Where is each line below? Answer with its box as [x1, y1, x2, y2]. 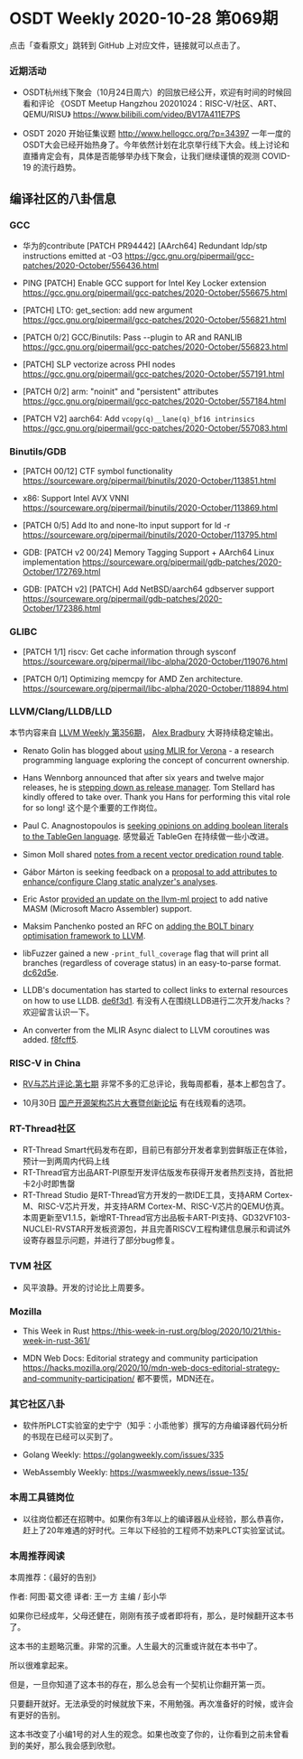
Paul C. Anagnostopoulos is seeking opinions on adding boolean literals [22, 819, 289, 831]
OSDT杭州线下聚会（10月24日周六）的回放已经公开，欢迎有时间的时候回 [22, 87, 292, 98]
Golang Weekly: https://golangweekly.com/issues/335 [22, 1449, 224, 1460]
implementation [22, 557, 81, 567]
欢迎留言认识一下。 [22, 1006, 95, 1017]
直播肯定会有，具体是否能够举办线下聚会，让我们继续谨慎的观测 [22, 151, 260, 162]
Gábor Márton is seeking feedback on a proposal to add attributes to [22, 866, 278, 877]
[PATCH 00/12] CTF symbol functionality [22, 466, 173, 477]
